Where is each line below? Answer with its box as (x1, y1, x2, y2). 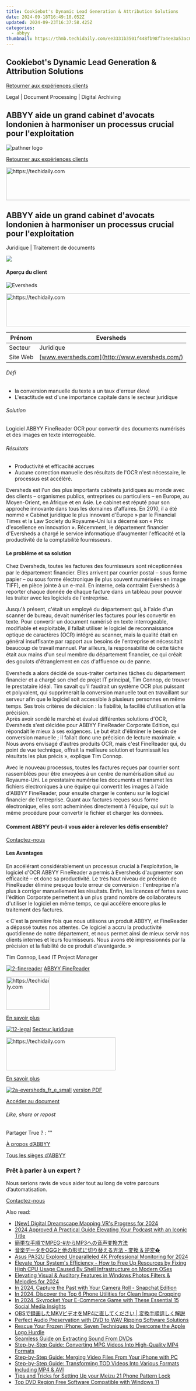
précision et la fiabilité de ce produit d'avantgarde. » (6, 942, 131, 949)
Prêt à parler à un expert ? (6, 1166, 81, 1175)
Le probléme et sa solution (6, 549, 72, 556)
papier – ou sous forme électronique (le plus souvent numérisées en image (6, 576, 186, 583)
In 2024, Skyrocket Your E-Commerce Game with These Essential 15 (14, 1297, 179, 1304)
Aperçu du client (6, 268, 48, 276)
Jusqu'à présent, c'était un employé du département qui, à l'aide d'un (6, 606, 173, 613)
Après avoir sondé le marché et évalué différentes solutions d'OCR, (6, 715, 167, 722)
